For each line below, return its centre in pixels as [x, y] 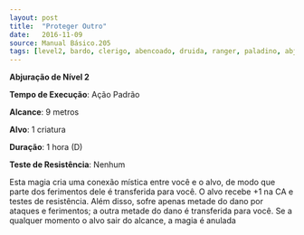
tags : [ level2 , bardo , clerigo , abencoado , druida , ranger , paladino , [145, 52]
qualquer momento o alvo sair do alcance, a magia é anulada [123, 221]
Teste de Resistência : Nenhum [67, 164]
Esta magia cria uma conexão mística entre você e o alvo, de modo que [142, 183]
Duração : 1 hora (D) [46, 147]
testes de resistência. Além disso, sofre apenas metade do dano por [137, 202]
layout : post [34, 18]
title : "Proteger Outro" [58, 26]
